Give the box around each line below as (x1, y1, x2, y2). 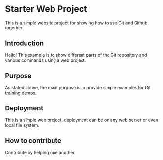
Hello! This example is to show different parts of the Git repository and (5, 52, 147, 58)
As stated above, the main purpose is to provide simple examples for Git (5, 84, 151, 90)
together (5, 25, 23, 30)
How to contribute (5, 136, 62, 145)
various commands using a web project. (5, 57, 86, 63)
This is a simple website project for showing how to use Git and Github (5, 20, 148, 26)
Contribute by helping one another (5, 150, 75, 156)
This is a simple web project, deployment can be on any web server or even (5, 117, 159, 123)
